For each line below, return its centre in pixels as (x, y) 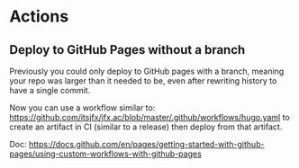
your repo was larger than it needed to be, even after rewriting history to (143, 81)
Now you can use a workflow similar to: (82, 108)
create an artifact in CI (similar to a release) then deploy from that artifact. (146, 127)
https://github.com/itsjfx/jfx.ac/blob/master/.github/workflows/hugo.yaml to (149, 117)
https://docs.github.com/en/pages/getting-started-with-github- (146, 144)
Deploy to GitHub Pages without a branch (127, 50)
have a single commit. (50, 90)
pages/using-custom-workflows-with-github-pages (106, 154)
